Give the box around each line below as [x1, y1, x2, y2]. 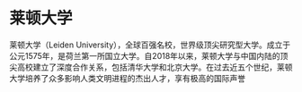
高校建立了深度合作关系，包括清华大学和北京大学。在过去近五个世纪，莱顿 [16, 62, 293, 72]
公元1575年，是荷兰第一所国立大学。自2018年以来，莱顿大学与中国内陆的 [9, 50, 280, 61]
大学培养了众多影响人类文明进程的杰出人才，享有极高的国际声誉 [9, 72, 245, 83]
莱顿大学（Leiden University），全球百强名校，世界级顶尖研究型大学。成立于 [9, 39, 291, 50]
